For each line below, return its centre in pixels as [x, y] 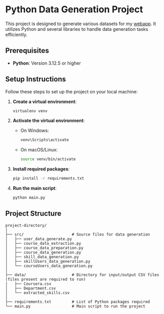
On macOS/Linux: [39, 150]
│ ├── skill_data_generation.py [42, 257]
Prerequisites [27, 51]
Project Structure [33, 214]
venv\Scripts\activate [45, 140]
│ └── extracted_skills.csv [38, 293]
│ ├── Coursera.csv [28, 284]
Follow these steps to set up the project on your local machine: [71, 91]
